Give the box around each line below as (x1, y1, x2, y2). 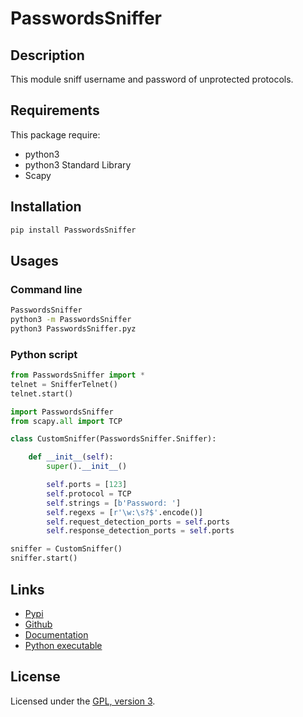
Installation (10, 198, 82, 216)
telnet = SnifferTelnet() (10, 379, 118, 389)
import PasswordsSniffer (10, 407, 114, 417)
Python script (10, 347, 78, 361)
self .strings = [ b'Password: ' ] (46, 498, 182, 508)
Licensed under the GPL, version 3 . (10, 695, 156, 707)
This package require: (10, 128, 101, 141)
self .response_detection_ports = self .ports (46, 526, 235, 536)
